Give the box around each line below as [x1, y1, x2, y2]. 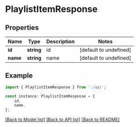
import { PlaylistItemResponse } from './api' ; [5, 85, 106, 90]
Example [5, 71, 33, 80]
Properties [5, 23, 39, 32]
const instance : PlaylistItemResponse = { [5, 94, 95, 99]
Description [46, 38, 75, 45]
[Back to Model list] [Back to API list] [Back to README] [5, 117, 120, 123]
